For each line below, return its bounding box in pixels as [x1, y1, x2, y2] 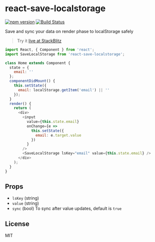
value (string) [12, 200, 39, 207]
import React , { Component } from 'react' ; [5, 47, 95, 52]
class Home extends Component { [5, 60, 70, 66]
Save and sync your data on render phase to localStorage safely [5, 28, 134, 34]
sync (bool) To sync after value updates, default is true [12, 206, 122, 211]
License [5, 220, 30, 228]
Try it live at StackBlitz [17, 37, 62, 44]
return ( [14, 105, 32, 111]
